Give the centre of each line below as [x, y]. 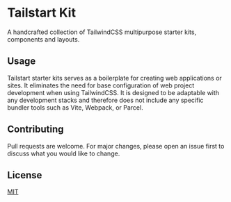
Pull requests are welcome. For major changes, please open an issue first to [116, 146]
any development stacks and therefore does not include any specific [105, 100]
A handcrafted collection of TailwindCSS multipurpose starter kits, [102, 32]
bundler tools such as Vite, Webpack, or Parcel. [75, 107]
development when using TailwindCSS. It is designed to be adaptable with [113, 92]
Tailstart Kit [42, 13]
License [25, 175]
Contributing [35, 129]
